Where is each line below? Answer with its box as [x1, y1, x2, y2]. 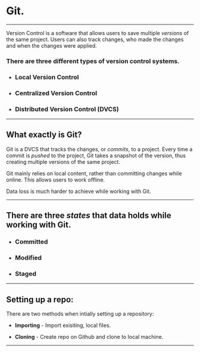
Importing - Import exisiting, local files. [14, 322, 111, 329]
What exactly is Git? [6, 130, 82, 140]
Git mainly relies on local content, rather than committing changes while [6, 170, 182, 177]
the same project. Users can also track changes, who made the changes [6, 36, 184, 43]
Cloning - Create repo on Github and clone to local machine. [14, 334, 164, 341]
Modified [14, 254, 42, 262]
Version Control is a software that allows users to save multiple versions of [6, 29, 189, 36]
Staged [14, 269, 37, 278]
